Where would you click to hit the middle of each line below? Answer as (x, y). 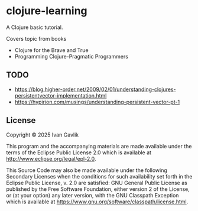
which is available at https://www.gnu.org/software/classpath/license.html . (97, 202)
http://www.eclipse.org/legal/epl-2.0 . (51, 158)
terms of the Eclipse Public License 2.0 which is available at (79, 152)
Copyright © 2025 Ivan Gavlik (43, 135)
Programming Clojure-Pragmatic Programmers (72, 56)
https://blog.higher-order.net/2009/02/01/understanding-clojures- (95, 89)
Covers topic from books (36, 38)
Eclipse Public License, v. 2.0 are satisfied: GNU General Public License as (97, 183)
